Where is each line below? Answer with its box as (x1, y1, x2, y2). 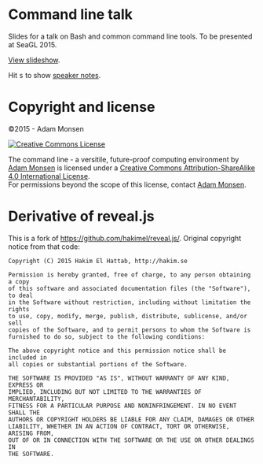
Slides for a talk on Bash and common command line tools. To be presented (8, 32, 253, 41)
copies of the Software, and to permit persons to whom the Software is (8, 325, 251, 334)
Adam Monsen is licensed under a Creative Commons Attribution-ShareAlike (8, 163, 255, 173)
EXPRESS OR (8, 380, 44, 389)
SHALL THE (8, 408, 41, 417)
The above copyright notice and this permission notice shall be (8, 347, 226, 354)
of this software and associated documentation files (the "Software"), (8, 284, 251, 292)
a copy (8, 277, 30, 285)
